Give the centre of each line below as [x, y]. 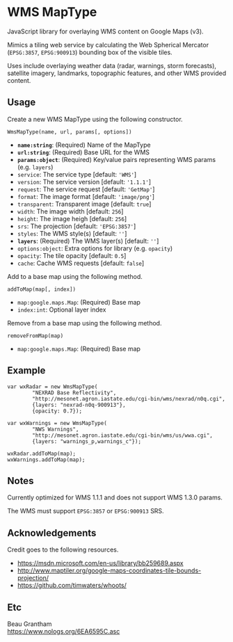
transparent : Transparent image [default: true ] [84, 204]
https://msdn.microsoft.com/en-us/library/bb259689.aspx [100, 563]
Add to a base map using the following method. [75, 276]
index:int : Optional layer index [62, 310]
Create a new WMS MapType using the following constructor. [95, 119]
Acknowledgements [52, 533]
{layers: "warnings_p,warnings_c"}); [87, 441]
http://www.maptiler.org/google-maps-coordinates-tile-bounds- [109, 570]
